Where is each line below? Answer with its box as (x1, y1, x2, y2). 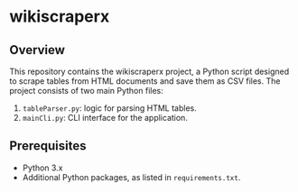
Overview (9, 42, 66, 58)
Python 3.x (22, 162, 63, 173)
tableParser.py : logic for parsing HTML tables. (22, 103, 197, 114)
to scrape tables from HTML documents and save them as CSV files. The (9, 76, 281, 87)
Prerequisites (9, 138, 87, 154)
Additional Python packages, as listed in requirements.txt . (22, 171, 241, 182)
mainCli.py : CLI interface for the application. (22, 113, 188, 123)
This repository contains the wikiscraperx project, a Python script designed (9, 66, 290, 77)
